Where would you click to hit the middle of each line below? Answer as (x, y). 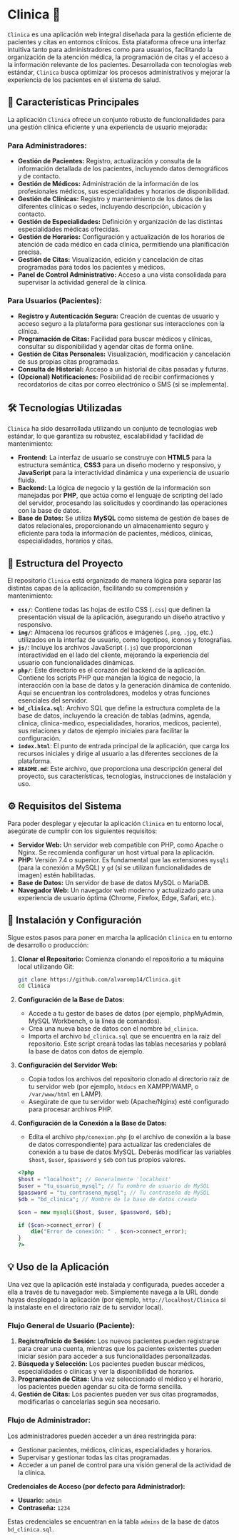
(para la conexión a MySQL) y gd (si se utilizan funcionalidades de (115, 867)
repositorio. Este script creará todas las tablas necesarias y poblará (127, 1044)
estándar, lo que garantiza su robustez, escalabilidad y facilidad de (106, 436)
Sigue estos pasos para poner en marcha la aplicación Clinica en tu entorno (120, 937)
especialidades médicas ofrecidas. (69, 229)
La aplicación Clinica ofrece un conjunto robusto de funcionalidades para (116, 119)
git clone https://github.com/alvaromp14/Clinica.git (99, 979)
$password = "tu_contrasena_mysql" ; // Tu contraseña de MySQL (114, 1193)
